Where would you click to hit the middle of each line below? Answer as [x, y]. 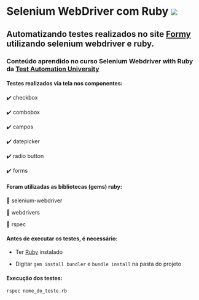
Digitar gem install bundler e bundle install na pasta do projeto [98, 264]
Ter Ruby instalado [39, 252]
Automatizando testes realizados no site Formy [99, 34]
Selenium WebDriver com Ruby [88, 11]
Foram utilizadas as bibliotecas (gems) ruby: [64, 187]
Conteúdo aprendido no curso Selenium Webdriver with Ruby [100, 61]
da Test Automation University [53, 69]
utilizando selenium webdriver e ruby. [80, 43]
